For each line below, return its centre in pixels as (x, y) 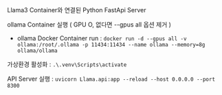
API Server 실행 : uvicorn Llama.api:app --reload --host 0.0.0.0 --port (111, 79)
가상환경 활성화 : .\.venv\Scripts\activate (67, 64)
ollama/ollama (37, 51)
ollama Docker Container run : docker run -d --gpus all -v (102, 38)
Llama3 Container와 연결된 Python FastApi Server (77, 10)
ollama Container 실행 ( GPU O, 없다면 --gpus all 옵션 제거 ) (89, 25)
